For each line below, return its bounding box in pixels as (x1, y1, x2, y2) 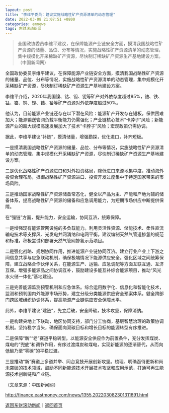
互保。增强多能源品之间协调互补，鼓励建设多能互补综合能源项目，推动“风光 (5, 267, 162, 273)
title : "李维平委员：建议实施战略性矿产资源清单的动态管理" (5, 12, 116, 17)
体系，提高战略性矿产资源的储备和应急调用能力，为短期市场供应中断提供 (9, 197, 159, 203)
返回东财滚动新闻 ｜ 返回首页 (5, 402, 63, 408)
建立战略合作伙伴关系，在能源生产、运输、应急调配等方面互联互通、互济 (14, 261, 164, 267)
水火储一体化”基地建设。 (5, 273, 56, 280)
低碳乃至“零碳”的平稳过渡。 (5, 348, 62, 354)
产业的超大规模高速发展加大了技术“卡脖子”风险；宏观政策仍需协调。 (9, 123, 150, 129)
